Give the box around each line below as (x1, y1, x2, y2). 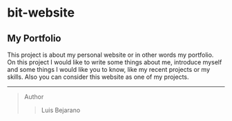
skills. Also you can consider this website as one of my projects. (7, 73, 189, 81)
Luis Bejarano (41, 106, 81, 114)
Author (23, 93, 44, 101)
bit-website (7, 5, 75, 21)
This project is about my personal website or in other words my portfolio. (7, 50, 214, 59)
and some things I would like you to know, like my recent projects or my (7, 66, 211, 73)
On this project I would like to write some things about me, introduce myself (7, 58, 222, 66)
